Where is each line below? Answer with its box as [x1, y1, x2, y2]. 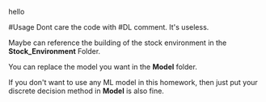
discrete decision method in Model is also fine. [8, 86, 164, 96]
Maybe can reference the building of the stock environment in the [8, 38, 227, 47]
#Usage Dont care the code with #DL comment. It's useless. [8, 22, 209, 31]
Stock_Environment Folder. [8, 47, 101, 55]
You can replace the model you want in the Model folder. [8, 62, 198, 71]
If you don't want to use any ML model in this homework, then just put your [8, 78, 259, 87]
